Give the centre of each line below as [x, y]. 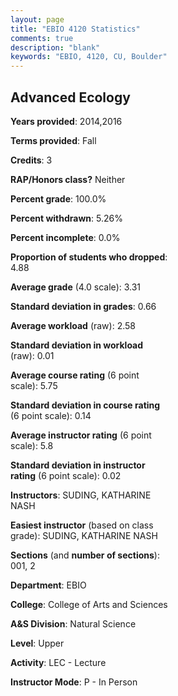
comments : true [42, 38]
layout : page [37, 19]
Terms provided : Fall [53, 140]
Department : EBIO [48, 585]
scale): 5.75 [34, 385]
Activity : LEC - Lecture [58, 662]
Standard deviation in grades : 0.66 [83, 306]
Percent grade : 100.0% [58, 198]
